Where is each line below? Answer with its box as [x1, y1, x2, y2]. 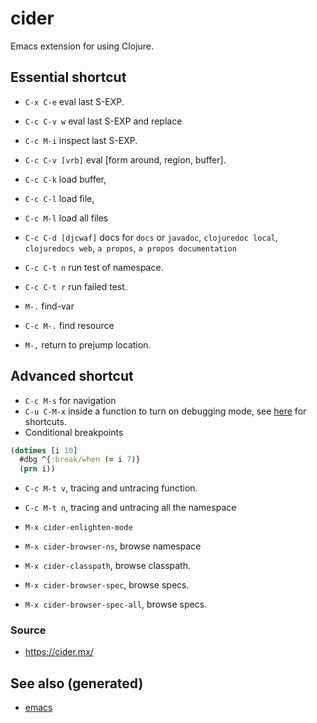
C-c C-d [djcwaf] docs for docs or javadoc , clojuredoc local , [24, 231, 278, 243]
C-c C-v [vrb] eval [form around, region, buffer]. [24, 153, 227, 166]
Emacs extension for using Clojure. [10, 40, 155, 52]
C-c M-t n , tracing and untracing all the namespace [24, 502, 237, 514]
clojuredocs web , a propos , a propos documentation [24, 242, 237, 254]
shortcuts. [24, 415, 67, 427]
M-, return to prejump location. [24, 338, 152, 351]
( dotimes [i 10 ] [10, 445, 78, 456]
